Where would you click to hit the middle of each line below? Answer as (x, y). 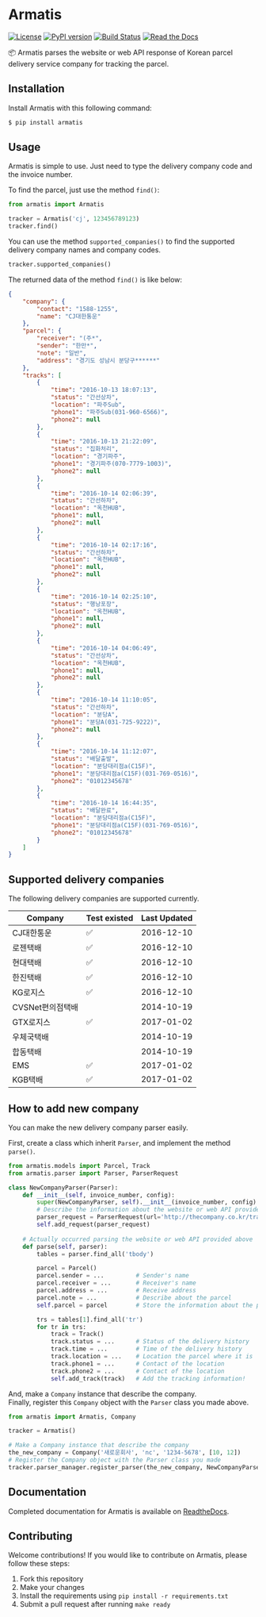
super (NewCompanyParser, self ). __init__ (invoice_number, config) (147, 1202)
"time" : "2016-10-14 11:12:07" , (104, 751)
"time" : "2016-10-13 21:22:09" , (104, 442)
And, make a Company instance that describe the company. (103, 1393)
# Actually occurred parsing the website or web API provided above (138, 1239)
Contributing (40, 1536)
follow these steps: (39, 1564)
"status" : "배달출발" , (84, 759)
